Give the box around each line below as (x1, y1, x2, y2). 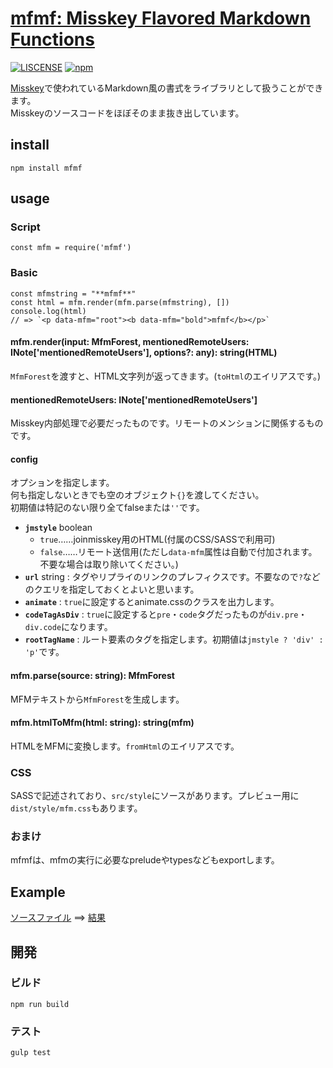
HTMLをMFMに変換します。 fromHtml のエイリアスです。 (10, 740, 240, 752)
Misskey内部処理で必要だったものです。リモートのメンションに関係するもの (10, 417, 324, 429)
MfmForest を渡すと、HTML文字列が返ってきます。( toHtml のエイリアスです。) (10, 370, 322, 382)
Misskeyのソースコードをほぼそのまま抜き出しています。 (10, 107, 245, 119)
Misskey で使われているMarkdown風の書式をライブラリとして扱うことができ (10, 82, 324, 94)
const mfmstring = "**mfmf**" (10, 288, 137, 299)
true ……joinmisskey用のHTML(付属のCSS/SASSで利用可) (39, 533, 276, 546)
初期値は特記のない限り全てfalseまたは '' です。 (10, 502, 205, 514)
